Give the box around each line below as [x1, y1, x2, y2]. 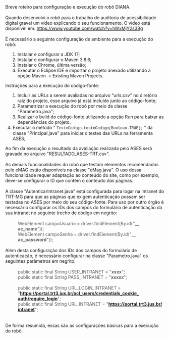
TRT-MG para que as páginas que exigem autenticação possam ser [5, 194, 146, 200]
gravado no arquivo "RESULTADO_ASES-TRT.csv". [5, 151, 110, 157]
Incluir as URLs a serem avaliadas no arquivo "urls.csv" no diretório [17, 92, 157, 98]
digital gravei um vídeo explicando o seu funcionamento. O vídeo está [5, 20, 150, 26]
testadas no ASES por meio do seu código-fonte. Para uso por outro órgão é [5, 199, 164, 205]
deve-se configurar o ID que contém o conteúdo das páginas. [5, 178, 134, 183]
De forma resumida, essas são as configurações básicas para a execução [5, 322, 159, 328]
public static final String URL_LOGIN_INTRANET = [18, 285, 121, 291]
